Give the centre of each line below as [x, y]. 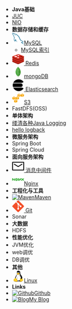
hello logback [28, 130]
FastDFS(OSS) [29, 108]
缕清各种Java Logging [39, 123]
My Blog [39, 299]
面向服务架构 [27, 157]
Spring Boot [26, 143]
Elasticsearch [42, 89]
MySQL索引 [35, 50]
